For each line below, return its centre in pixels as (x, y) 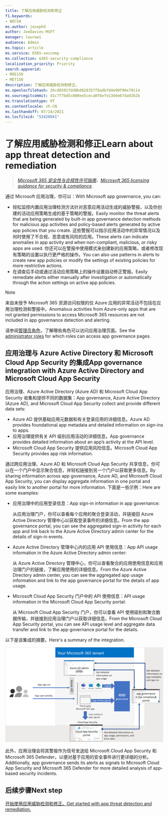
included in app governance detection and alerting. (58, 320)
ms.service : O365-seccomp (32, 53)
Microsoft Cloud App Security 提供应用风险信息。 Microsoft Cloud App (85, 448)
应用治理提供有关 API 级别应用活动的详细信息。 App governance (78, 436)
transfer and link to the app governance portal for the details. (75, 629)
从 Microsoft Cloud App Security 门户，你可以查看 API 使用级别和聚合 (84, 612)
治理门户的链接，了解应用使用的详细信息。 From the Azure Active (79, 569)
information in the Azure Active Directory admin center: (69, 553)
